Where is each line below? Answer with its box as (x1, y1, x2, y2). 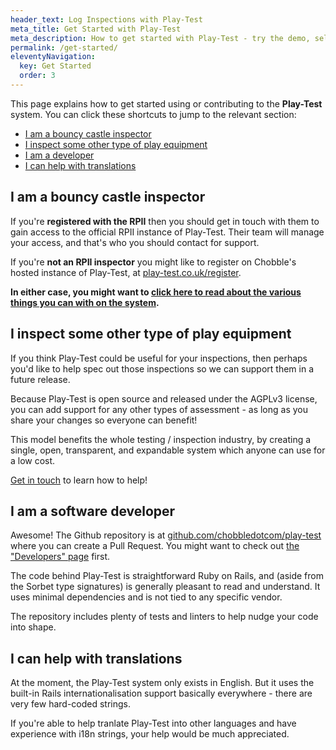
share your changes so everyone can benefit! (10, 414, 198, 426)
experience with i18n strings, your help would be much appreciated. (10, 728, 290, 740)
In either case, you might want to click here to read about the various (10, 286, 302, 298)
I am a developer (24, 149, 95, 161)
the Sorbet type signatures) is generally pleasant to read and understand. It (10, 581, 321, 593)
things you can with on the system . (10, 296, 160, 308)
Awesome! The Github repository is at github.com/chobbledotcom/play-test (10, 529, 322, 541)
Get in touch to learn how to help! (10, 474, 148, 486)
